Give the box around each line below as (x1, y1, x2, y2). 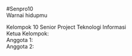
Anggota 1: (6, 37, 33, 43)
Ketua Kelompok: (6, 30, 49, 37)
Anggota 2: (6, 43, 35, 50)
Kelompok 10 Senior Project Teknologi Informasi (6, 24, 127, 30)
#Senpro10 (6, 5, 33, 12)
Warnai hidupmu (6, 12, 47, 19)
